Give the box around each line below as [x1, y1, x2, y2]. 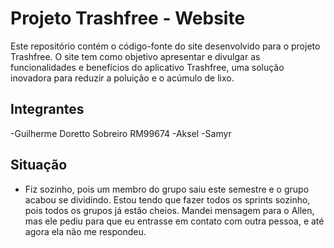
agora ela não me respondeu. [24, 225, 147, 237]
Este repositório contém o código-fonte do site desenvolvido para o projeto [10, 40, 321, 52]
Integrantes [10, 101, 85, 118]
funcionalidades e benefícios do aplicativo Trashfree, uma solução [10, 61, 285, 73]
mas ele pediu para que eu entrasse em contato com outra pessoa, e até [24, 215, 325, 227]
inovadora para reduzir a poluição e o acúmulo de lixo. [10, 72, 235, 84]
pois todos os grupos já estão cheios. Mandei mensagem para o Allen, [24, 204, 315, 216]
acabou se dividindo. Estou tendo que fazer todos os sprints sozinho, [24, 193, 311, 206]
